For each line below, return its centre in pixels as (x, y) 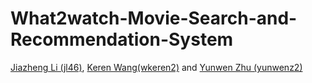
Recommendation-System (122, 39)
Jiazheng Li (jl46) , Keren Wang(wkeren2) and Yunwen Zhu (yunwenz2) (156, 67)
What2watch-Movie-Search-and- (154, 18)
